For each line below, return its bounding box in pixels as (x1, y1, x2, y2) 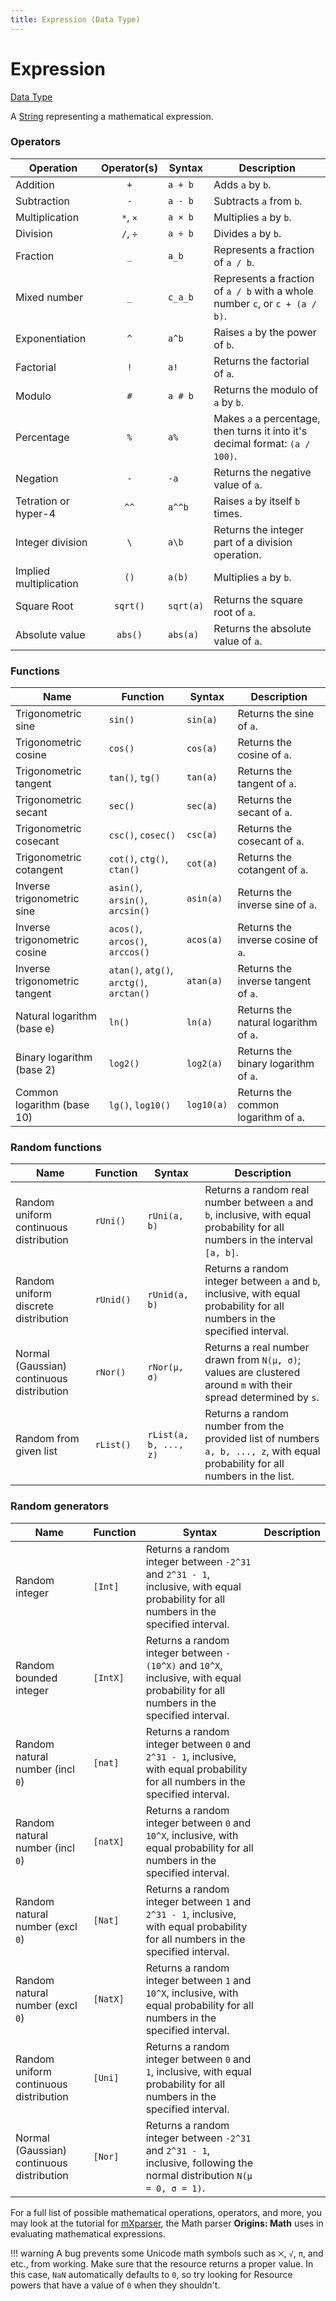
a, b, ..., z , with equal (204, 1444, 321, 1458)
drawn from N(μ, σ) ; (204, 1353, 302, 1367)
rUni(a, (147, 1211, 184, 1222)
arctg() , (108, 976, 148, 990)
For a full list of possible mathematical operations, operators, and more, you (10, 2206, 322, 2218)
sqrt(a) (168, 600, 205, 611)
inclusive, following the (145, 2156, 254, 2170)
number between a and (204, 1196, 314, 1210)
